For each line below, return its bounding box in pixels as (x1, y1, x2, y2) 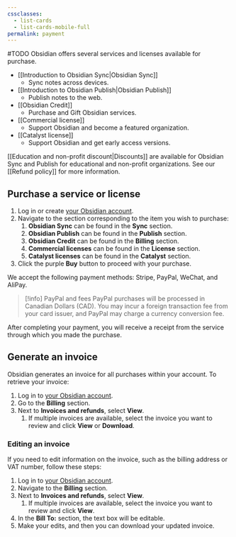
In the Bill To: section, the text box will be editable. (17, 514, 165, 523)
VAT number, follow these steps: (7, 463, 102, 471)
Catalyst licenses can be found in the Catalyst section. (28, 252, 191, 261)
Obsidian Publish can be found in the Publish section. (28, 230, 187, 238)
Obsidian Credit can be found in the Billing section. (28, 237, 179, 245)
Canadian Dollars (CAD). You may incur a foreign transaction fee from (24, 302, 228, 310)
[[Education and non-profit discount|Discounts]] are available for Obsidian (7, 152, 225, 161)
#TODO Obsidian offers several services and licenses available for (7, 50, 201, 58)
